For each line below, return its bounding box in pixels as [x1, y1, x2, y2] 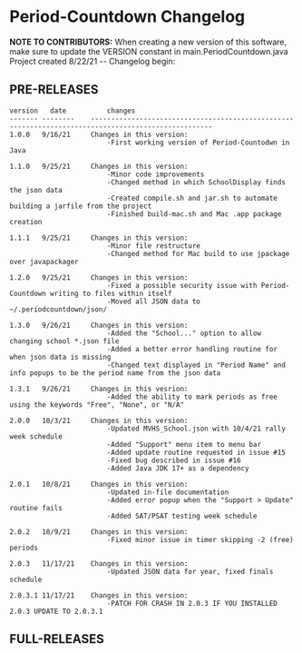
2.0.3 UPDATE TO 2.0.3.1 [9, 607, 103, 616]
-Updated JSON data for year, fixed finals [106, 567, 274, 576]
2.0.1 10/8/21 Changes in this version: [9, 480, 189, 489]
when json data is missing [9, 352, 112, 361]
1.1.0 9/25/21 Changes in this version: [9, 162, 189, 171]
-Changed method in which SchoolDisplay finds [106, 177, 286, 187]
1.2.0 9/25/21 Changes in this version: [9, 272, 189, 282]
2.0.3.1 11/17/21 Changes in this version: [9, 590, 189, 600]
